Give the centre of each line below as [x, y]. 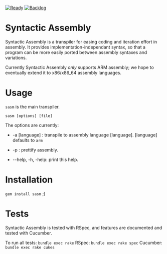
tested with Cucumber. [29, 233]
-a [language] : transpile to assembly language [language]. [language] [85, 134]
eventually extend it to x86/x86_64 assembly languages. [63, 72]
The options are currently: [32, 125]
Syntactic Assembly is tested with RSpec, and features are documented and [84, 227]
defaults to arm [28, 140]
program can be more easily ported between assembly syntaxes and [76, 52]
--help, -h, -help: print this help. [45, 159]
